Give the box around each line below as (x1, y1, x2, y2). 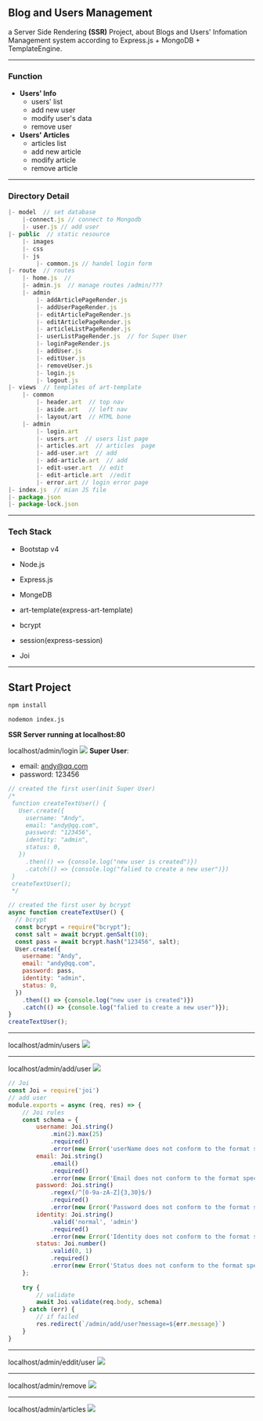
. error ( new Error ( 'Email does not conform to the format (49, 1174, 240, 1182)
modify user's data (31, 114, 92, 123)
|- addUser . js (36, 347, 82, 356)
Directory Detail (8, 191, 70, 202)
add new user (31, 105, 76, 115)
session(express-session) (19, 635, 103, 645)
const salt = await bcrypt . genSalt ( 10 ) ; (15, 930, 149, 938)
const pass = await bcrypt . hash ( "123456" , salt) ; (15, 937, 180, 945)
